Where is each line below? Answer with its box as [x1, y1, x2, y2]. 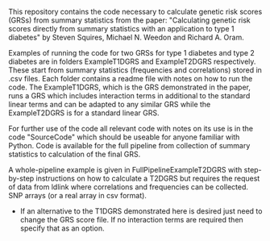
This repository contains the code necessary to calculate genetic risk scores [8, 7, 263, 16]
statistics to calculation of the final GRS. [8, 149, 141, 159]
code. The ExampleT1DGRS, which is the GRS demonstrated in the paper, [8, 82, 251, 92]
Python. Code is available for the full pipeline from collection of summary [8, 141, 251, 150]
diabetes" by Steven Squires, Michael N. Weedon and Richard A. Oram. [8, 32, 244, 42]
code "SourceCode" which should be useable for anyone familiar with [8, 132, 240, 142]
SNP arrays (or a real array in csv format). [8, 191, 147, 200]
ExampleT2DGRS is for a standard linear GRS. [8, 108, 160, 118]
